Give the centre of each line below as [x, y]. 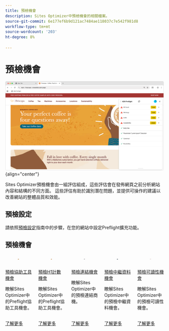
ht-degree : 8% [20, 37]
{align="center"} [22, 174]
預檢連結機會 [84, 272]
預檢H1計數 [50, 272]
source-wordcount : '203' [31, 32]
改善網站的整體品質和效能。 [34, 197]
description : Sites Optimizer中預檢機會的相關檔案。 [57, 16]
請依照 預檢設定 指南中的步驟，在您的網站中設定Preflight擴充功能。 [73, 227]
